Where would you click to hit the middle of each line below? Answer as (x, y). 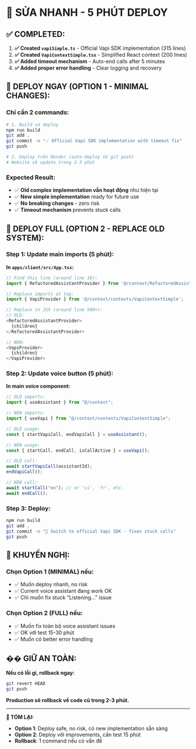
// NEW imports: (26, 413)
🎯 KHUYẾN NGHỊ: (38, 555)
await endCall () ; (27, 493)
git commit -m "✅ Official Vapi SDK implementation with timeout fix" (94, 141)
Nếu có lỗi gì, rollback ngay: (40, 673)
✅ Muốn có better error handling (54, 639)
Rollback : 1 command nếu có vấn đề (58, 741)
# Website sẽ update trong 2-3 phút (50, 162)
